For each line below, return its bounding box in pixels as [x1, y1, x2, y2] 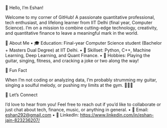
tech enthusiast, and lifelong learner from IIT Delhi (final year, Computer [5, 20, 153, 25]
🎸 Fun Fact [5, 67, 27, 73]
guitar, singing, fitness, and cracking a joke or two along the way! [5, 58, 139, 64]
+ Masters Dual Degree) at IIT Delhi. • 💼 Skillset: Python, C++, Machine [5, 47, 151, 53]
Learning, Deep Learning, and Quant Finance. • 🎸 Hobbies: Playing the [5, 53, 151, 58]
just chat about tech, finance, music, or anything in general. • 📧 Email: [5, 107, 149, 113]
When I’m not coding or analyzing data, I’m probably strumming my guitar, [5, 77, 157, 83]
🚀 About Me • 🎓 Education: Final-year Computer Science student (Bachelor [5, 40, 162, 46]
